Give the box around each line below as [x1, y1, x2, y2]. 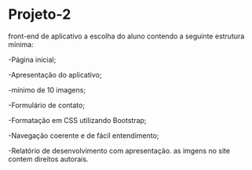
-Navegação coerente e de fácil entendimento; [8, 131, 159, 140]
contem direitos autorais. [8, 154, 89, 164]
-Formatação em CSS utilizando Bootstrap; [8, 115, 147, 125]
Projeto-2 [8, 5, 71, 24]
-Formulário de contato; [8, 100, 85, 110]
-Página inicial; [8, 55, 57, 64]
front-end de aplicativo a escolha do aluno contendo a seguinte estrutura [8, 31, 245, 41]
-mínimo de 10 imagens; [8, 85, 86, 95]
